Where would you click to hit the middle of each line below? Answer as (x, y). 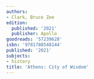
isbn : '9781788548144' (34, 45)
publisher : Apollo (35, 34)
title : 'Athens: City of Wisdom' (48, 67)
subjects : (18, 56)
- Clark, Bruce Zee (30, 17)
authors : (17, 12)
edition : (17, 23)
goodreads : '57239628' (34, 39)
